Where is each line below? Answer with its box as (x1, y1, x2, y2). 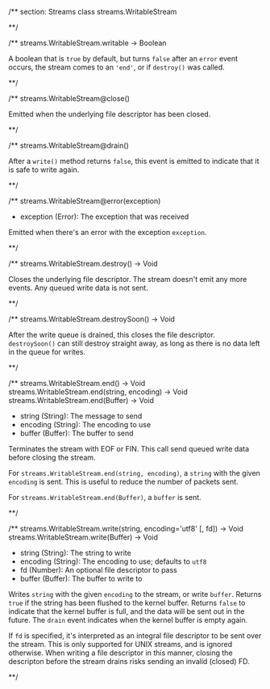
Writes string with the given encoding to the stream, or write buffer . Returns (8, 590, 262, 599)
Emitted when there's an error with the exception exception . (8, 228, 207, 237)
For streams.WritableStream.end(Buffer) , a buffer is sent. (8, 493, 201, 502)
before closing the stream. (8, 452, 96, 462)
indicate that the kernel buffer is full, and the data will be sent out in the (8, 607, 245, 616)
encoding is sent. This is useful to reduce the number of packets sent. (8, 477, 239, 486)
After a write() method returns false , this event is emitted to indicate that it (8, 157, 260, 166)
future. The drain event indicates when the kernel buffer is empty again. (8, 615, 248, 624)
